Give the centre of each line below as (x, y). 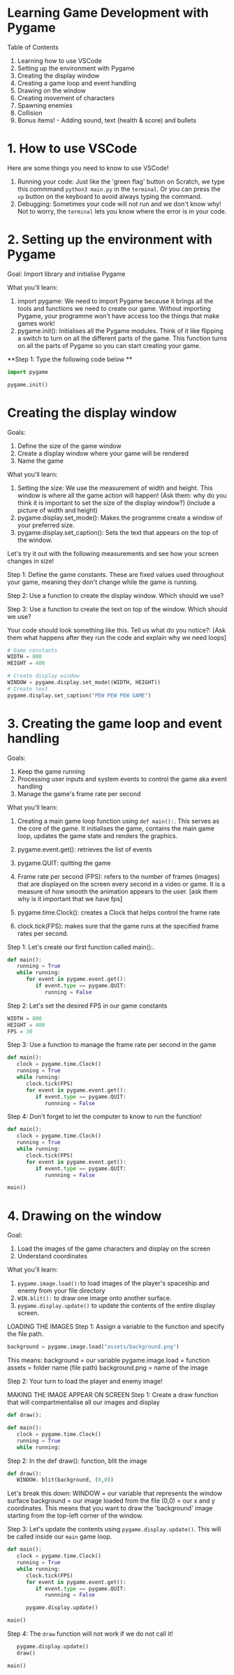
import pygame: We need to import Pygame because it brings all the (115, 301)
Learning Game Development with (108, 13)
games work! (36, 323)
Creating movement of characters (66, 98)
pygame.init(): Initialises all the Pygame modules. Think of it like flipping (120, 331)
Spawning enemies (45, 105)
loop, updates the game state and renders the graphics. (97, 835)
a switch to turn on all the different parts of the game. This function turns (122, 338)
